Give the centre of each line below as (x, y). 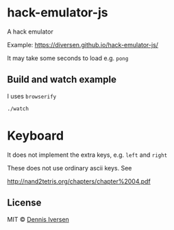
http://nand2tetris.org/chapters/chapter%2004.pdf (79, 181)
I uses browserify (32, 96)
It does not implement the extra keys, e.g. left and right (87, 155)
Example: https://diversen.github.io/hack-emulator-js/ (83, 44)
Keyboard (35, 136)
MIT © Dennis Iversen (38, 219)
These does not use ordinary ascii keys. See (70, 168)
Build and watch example (62, 80)
